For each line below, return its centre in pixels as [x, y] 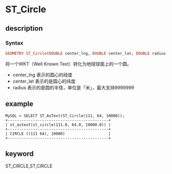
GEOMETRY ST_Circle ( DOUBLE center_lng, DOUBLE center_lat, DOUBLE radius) [87, 53]
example [19, 104]
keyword [20, 154]
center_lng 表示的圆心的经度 [42, 75]
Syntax [14, 43]
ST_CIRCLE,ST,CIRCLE [29, 166]
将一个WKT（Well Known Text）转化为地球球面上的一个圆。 [68, 64]
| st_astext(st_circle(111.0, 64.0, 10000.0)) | [58, 125]
